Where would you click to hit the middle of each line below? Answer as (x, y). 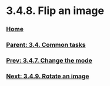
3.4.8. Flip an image (55, 11)
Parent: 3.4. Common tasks (46, 45)
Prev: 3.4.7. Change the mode (49, 60)
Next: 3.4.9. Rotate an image (48, 76)
